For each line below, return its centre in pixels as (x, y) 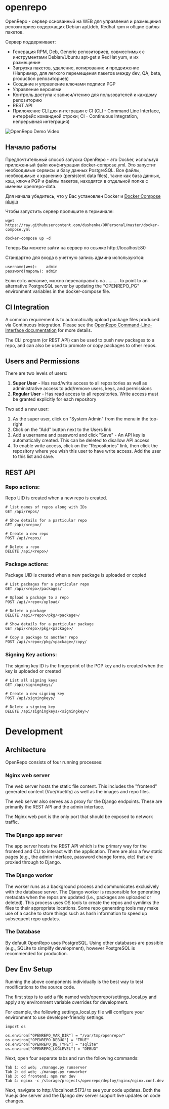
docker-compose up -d (28, 238)
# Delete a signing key (30, 707)
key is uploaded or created (33, 671)
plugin (12, 201)
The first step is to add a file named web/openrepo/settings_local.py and (81, 997)
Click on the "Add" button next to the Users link (62, 430)
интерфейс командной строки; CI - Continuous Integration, (75, 116)
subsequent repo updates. (33, 919)
